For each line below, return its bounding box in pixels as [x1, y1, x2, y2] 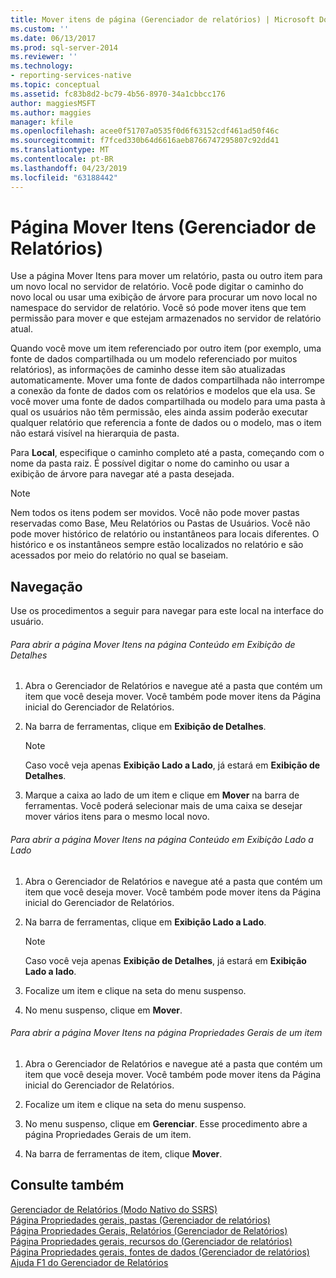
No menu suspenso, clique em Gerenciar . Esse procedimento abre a [24, 1117, 308, 1130]
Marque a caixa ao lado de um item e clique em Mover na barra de [24, 789, 300, 801]
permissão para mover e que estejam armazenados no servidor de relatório [10, 312, 322, 325]
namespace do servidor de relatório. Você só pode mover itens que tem [10, 302, 307, 314]
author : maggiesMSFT [10, 98, 97, 108]
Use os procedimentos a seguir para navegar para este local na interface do [10, 605, 324, 617]
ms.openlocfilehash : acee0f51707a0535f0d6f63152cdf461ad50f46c [10, 126, 280, 136]
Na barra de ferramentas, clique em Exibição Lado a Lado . [24, 916, 267, 928]
